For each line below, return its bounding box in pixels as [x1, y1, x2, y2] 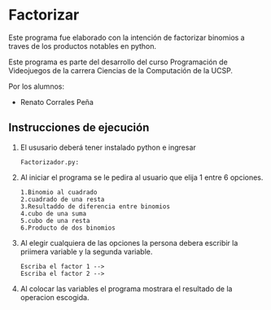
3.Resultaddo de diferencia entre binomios [20, 202, 171, 211]
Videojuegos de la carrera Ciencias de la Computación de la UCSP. [8, 65, 234, 75]
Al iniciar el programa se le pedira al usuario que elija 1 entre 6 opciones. [20, 172, 264, 182]
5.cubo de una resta [20, 216, 90, 225]
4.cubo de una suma [20, 209, 87, 217]
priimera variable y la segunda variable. [20, 247, 153, 256]
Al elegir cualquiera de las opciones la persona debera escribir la [20, 238, 238, 247]
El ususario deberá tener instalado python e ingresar [20, 142, 197, 152]
